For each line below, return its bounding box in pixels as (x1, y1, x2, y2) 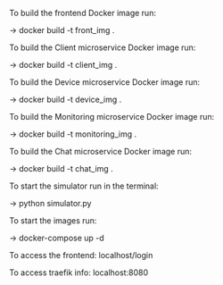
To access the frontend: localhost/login (9, 250, 153, 260)
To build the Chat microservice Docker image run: (9, 147, 193, 156)
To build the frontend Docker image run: (9, 8, 156, 18)
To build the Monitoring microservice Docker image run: (9, 112, 215, 122)
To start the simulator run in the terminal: (9, 180, 159, 191)
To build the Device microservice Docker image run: (9, 77, 201, 88)
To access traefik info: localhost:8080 (9, 267, 149, 278)
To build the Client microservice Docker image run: (9, 42, 196, 53)
